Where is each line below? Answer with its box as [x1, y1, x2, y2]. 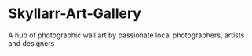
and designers [8, 38, 55, 47]
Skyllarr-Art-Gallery [8, 5, 141, 23]
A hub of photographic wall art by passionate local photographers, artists [8, 30, 245, 40]
